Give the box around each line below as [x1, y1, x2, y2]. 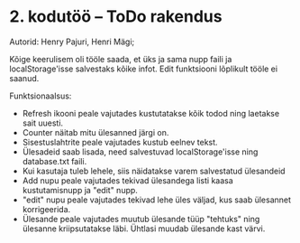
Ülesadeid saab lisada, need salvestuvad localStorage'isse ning [22, 146, 259, 157]
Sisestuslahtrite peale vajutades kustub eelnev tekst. [22, 136, 218, 147]
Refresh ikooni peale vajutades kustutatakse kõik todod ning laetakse [22, 107, 280, 118]
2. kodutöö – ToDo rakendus [9, 6, 223, 27]
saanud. [9, 72, 40, 83]
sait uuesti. [22, 117, 64, 128]
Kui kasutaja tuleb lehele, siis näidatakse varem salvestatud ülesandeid [22, 165, 286, 176]
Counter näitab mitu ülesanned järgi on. [22, 126, 169, 137]
